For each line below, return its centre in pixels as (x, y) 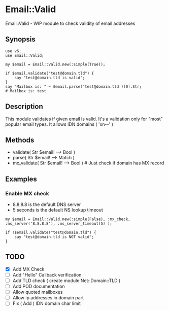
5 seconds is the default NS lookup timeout (58, 210)
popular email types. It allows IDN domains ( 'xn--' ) (59, 124)
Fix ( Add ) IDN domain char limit (47, 303)
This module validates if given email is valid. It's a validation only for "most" (84, 119)
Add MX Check (28, 269)
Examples (21, 179)
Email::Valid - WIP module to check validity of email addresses (70, 23)
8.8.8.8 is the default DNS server (47, 204)
